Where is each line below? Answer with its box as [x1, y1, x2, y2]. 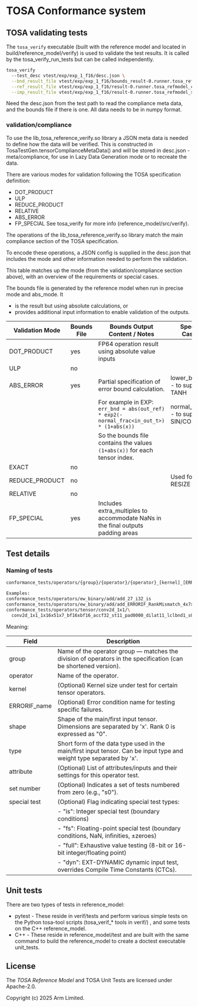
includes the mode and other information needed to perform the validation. [6, 255, 188, 262]
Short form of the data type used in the [57, 739, 165, 747]
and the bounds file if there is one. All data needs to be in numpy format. [6, 106, 182, 113]
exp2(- [104, 411, 123, 418]
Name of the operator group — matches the [57, 647, 179, 655]
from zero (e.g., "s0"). [57, 788, 118, 796]
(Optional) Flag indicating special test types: [57, 797, 180, 806]
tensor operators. [57, 688, 105, 697]
